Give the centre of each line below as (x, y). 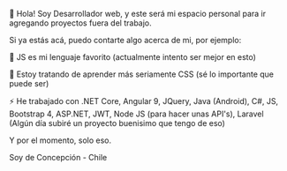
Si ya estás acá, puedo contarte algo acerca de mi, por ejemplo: (125, 40)
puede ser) (29, 83)
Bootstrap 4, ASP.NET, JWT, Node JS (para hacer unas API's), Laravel (136, 114)
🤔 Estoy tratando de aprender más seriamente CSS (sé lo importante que (142, 74)
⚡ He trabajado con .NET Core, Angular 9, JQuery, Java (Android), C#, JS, (144, 101)
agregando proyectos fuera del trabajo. (80, 23)
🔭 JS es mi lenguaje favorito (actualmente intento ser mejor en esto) (132, 57)
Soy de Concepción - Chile (58, 157)
